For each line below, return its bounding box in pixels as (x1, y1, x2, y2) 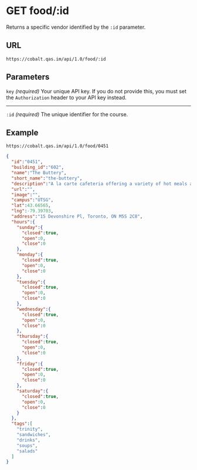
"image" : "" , (11, 192, 41, 198)
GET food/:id (6, 4, 69, 18)
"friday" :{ (16, 361, 43, 367)
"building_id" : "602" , (11, 164, 64, 171)
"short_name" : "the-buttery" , (11, 175, 83, 181)
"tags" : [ (11, 421, 33, 427)
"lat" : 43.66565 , (11, 202, 51, 209)
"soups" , (16, 442, 38, 448)
